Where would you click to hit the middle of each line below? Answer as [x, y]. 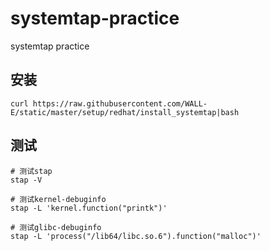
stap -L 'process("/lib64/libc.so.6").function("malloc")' [136, 236]
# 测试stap [31, 171]
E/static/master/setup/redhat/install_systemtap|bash [125, 112]
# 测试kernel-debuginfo [58, 199]
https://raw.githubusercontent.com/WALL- [120, 103]
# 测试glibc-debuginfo [56, 227]
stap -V [26, 180]
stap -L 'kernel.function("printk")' [89, 208]
